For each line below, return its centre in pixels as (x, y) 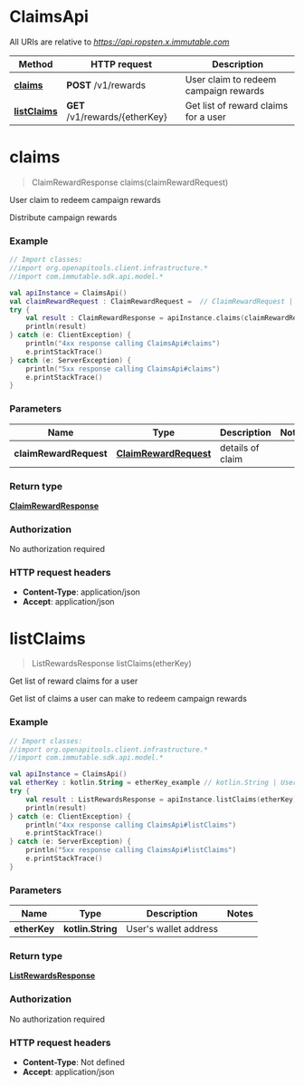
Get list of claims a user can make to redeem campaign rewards (128, 699)
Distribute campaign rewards (63, 217)
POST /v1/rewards (106, 85)
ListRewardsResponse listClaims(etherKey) (111, 664)
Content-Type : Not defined (73, 1062)
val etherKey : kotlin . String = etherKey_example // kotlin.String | (143, 783)
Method (36, 63)
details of (240, 448)
